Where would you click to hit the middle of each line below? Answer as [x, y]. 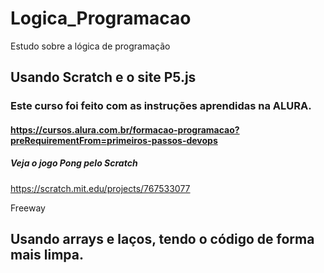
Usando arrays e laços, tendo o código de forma [162, 239]
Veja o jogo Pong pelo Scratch [74, 163]
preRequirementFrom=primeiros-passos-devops [114, 140]
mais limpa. [47, 255]
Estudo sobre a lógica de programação [90, 46]
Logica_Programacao [101, 18]
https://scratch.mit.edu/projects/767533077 [100, 188]
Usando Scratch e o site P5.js [103, 77]
